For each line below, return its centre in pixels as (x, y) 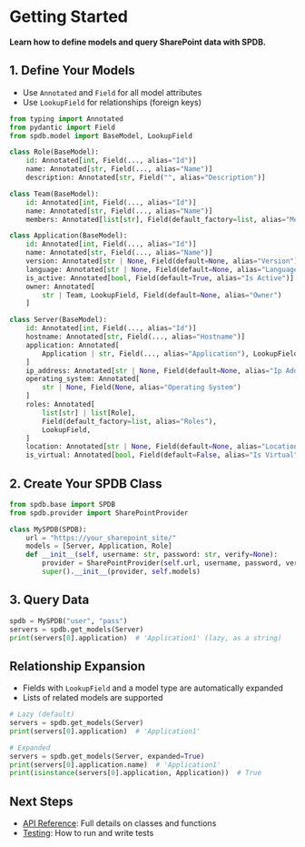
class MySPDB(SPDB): (49, 529)
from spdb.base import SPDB (63, 504)
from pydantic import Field (63, 127)
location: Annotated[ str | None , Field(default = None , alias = (143, 447)
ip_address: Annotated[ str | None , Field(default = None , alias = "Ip (154, 370)
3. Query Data (49, 600)
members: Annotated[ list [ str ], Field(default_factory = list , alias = (156, 219)
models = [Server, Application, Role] (99, 546)
